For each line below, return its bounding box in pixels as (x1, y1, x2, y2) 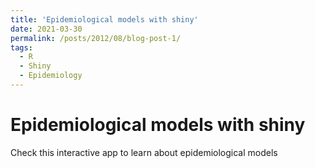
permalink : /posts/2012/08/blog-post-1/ (10, 33, 182, 43)
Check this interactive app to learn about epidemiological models (10, 146, 278, 158)
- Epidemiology (19, 71, 83, 81)
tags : (10, 42, 33, 53)
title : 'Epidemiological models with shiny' (10, 14, 199, 25)
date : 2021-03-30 (10, 24, 83, 34)
